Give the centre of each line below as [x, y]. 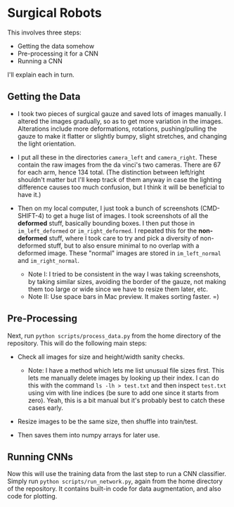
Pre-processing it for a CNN [58, 53]
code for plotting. [32, 496]
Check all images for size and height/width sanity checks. [101, 357]
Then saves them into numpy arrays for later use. [89, 435]
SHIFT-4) [31, 215]
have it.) [29, 194]
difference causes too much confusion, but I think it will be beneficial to [121, 187]
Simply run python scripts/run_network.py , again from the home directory [115, 481]
